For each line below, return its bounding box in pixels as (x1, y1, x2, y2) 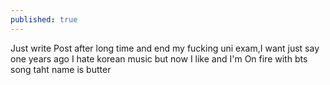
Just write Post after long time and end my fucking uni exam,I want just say (10, 42, 320, 54)
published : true (10, 14, 78, 25)
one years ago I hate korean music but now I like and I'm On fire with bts (10, 52, 308, 65)
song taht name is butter (10, 63, 112, 75)
